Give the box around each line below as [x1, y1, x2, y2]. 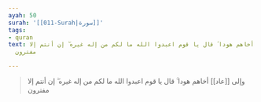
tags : [8, 26, 26, 34]
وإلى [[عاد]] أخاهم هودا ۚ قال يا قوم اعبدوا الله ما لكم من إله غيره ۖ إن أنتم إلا [27, 76, 245, 86]
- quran [8, 33, 34, 42]
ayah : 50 [8, 11, 37, 20]
